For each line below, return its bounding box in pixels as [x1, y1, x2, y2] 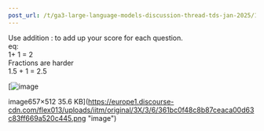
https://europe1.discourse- [87, 96, 174, 106]
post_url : [8, 11, 41, 20]
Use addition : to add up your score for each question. [8, 33, 183, 42]
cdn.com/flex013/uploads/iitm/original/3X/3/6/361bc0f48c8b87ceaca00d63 [8, 105, 255, 115]
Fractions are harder [8, 58, 75, 67]
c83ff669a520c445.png [8, 113, 86, 122]
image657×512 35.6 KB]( [8, 96, 89, 106]
